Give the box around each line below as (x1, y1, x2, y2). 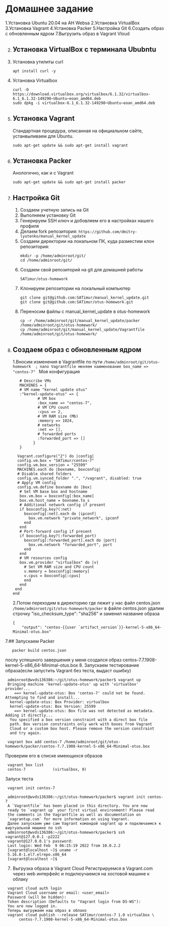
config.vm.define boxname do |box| (17, 485, 92, 490)
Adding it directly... (5, 713, 53, 718)
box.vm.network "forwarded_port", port (28, 542, 112, 547)
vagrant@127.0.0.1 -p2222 (5, 834, 60, 839)
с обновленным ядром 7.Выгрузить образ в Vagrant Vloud (5, 30, 130, 36)
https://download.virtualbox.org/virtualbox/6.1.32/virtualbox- (12, 92, 151, 97)
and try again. (10, 731, 42, 736)
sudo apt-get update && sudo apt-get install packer (12, 180, 126, 185)
